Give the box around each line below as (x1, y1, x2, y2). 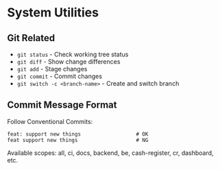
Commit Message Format (7, 99, 117, 111)
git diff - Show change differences (16, 58, 121, 66)
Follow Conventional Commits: (7, 117, 93, 125)
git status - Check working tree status (16, 50, 129, 58)
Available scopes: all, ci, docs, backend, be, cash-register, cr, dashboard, (7, 149, 214, 157)
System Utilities (7, 5, 99, 21)
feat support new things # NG (7, 136, 149, 143)
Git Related (7, 32, 56, 44)
